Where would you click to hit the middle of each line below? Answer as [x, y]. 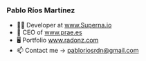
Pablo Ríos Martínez [41, 10]
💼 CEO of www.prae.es [49, 32]
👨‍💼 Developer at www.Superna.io [64, 25]
